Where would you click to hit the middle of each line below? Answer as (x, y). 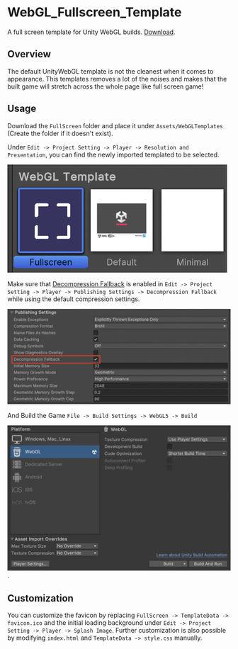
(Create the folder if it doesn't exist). (60, 133)
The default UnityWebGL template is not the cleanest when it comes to (110, 71)
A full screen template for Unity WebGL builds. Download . (91, 32)
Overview (29, 54)
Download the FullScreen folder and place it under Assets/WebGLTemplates (115, 125)
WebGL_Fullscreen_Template (95, 12)
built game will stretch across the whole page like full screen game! (106, 86)
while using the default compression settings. (74, 299)
